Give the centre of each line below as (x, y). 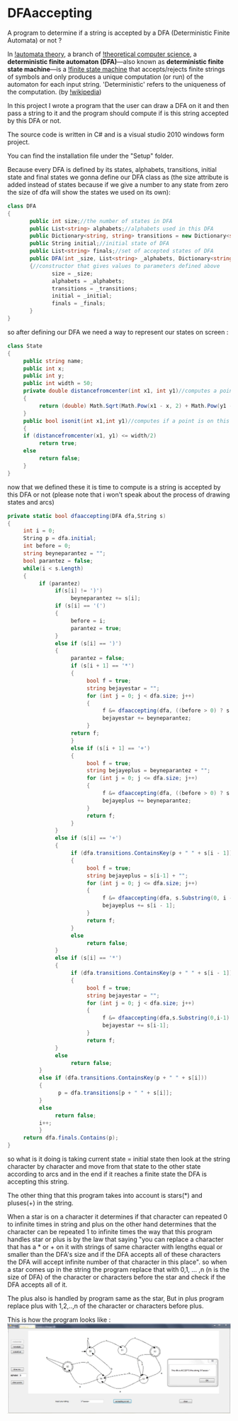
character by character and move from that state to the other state (104, 1167)
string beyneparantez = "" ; (64, 553)
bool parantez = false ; (58, 561)
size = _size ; (73, 274)
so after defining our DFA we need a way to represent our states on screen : (118, 332)
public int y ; (44, 376)
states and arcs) (31, 502)
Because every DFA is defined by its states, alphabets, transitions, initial (112, 169)
